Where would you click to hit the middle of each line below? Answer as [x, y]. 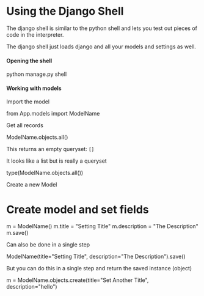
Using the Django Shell [65, 11]
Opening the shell [29, 61]
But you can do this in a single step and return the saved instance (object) [99, 268]
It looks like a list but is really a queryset [56, 161]
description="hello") [32, 287]
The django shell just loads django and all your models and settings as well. [101, 46]
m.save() [17, 233]
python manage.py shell [37, 74]
